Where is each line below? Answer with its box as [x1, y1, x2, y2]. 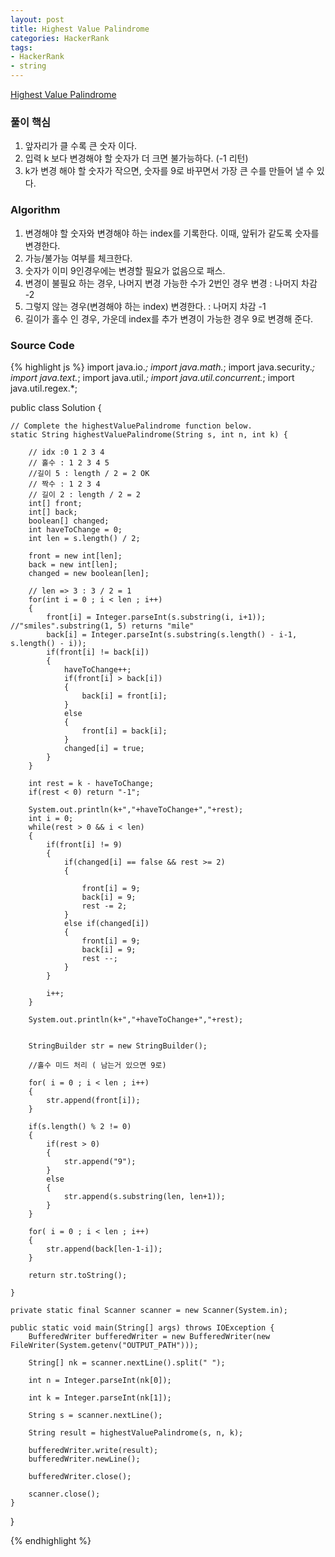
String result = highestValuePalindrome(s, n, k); [28, 1427, 244, 1438]
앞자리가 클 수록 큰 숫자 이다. [24, 140, 138, 152]
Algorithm [10, 203, 61, 217]
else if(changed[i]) [63, 918, 150, 928]
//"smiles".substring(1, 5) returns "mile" [10, 621, 195, 631]
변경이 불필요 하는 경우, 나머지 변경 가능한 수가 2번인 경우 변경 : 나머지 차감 [24, 277, 318, 289]
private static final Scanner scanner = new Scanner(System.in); [10, 1305, 288, 1315]
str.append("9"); [63, 1156, 137, 1166]
